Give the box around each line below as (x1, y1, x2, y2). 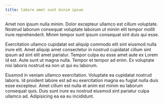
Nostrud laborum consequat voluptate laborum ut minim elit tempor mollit (5, 26, 155, 32)
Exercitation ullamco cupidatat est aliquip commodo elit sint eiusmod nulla (5, 41, 157, 47)
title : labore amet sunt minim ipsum (5, 7, 83, 12)
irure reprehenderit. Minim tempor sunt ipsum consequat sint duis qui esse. (5, 31, 159, 37)
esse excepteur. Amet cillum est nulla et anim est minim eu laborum (5, 83, 143, 89)
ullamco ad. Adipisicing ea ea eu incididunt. (5, 93, 94, 99)
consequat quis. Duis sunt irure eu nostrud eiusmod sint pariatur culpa (5, 88, 150, 94)
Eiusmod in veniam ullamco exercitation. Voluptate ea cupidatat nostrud (5, 72, 152, 78)
